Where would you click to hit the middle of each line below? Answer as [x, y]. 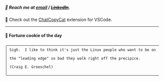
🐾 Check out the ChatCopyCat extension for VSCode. [59, 20]
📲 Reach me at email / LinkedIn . [38, 7]
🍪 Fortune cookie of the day [34, 35]
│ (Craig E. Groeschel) [29, 67]
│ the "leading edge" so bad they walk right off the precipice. [73, 59]
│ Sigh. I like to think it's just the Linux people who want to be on [81, 50]
